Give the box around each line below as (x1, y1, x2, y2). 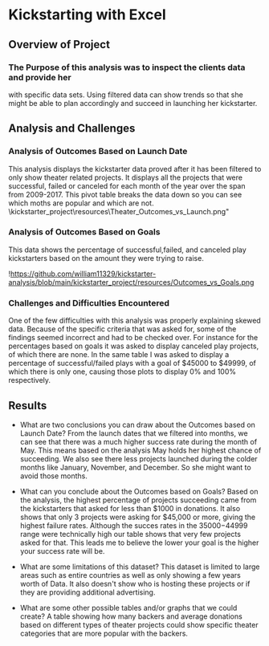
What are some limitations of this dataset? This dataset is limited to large (19, 562, 260, 571)
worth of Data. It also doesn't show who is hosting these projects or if (19, 579, 251, 588)
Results (8, 399, 47, 412)
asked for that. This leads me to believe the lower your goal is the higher (19, 538, 259, 547)
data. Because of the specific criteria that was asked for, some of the (8, 324, 237, 334)
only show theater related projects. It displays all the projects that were (8, 173, 243, 182)
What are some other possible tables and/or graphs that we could (19, 603, 238, 612)
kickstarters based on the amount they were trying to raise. (8, 253, 205, 262)
